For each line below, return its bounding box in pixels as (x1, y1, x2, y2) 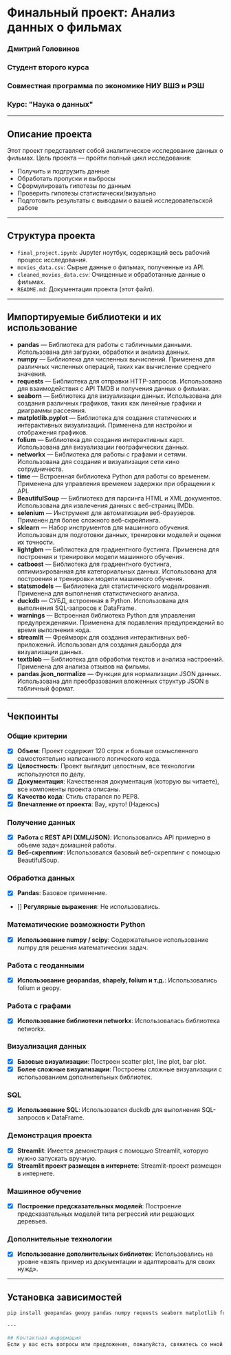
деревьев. (16, 1217, 47, 1226)
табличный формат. (16, 684, 75, 693)
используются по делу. (16, 770, 86, 778)
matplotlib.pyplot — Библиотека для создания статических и (16, 413, 197, 421)
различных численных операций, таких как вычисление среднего (16, 362, 212, 370)
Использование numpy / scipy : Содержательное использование (16, 935, 209, 944)
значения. (16, 370, 47, 378)
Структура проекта (7, 230, 96, 242)
